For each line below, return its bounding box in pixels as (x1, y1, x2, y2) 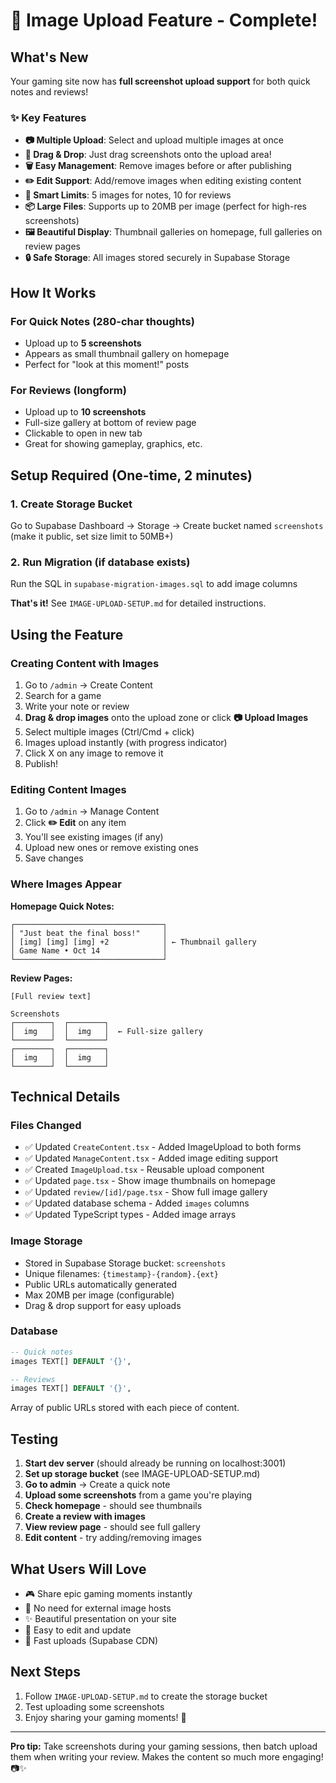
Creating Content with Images (10, 656, 160, 670)
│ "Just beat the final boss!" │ (10, 928, 168, 938)
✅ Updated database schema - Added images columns (24, 1197, 250, 1209)
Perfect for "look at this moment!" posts (24, 358, 190, 370)
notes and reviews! (10, 86, 89, 98)
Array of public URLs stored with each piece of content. (10, 1402, 240, 1414)
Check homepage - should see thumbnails (24, 1500, 203, 1512)
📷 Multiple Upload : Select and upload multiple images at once (24, 134, 284, 146)
